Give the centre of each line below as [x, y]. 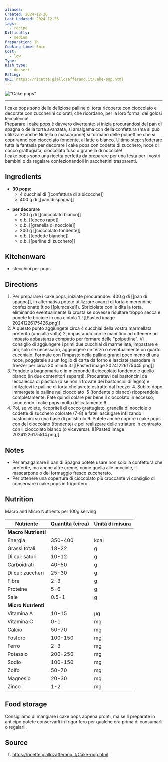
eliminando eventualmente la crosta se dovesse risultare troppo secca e [86, 312]
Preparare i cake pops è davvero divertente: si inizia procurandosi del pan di [84, 124]
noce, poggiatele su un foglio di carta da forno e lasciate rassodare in [84, 360]
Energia [17, 540]
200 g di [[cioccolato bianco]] [50, 214]
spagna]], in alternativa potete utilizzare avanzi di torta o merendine [82, 302]
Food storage [26, 704]
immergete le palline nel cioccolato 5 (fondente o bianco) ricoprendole [85, 392]
